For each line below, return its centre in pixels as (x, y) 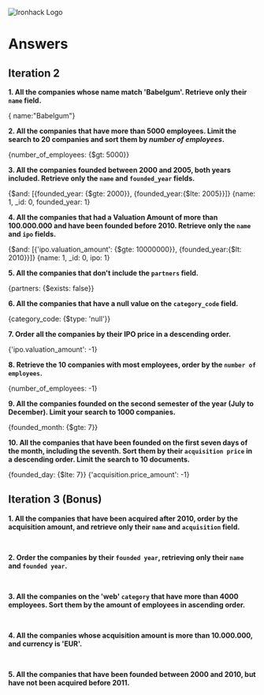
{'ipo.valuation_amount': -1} (53, 349)
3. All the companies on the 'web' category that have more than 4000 (123, 596)
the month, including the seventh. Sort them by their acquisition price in (130, 451)
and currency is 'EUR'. (45, 644)
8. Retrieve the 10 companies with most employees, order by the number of (132, 364)
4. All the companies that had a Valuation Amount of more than (113, 217)
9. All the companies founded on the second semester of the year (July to (131, 404)
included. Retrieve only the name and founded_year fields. (102, 178)
